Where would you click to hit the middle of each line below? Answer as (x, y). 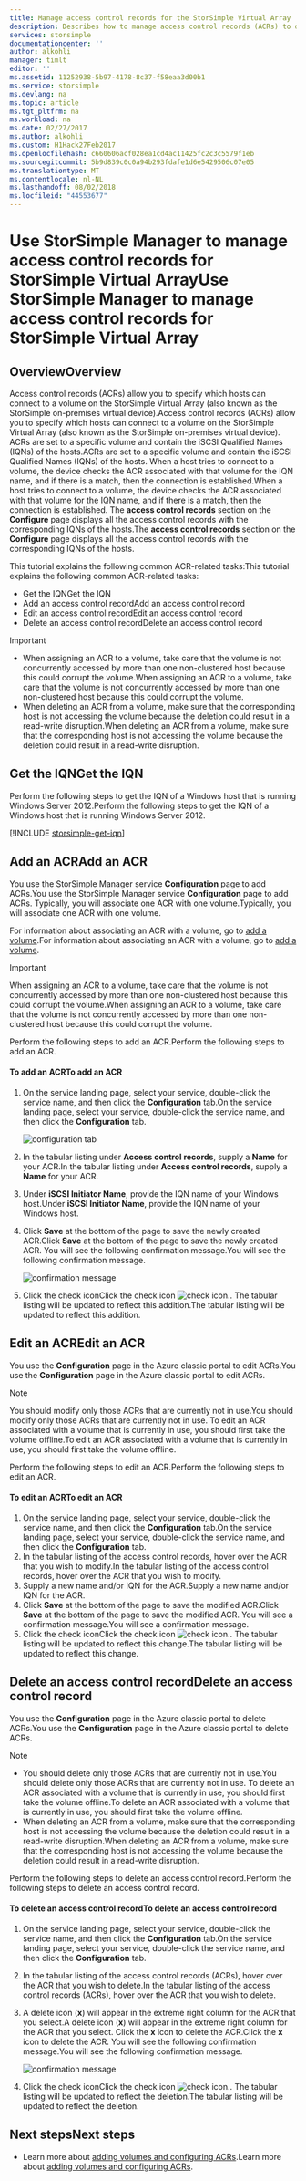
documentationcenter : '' (56, 43)
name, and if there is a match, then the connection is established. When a (146, 481)
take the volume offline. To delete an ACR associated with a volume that (156, 1802)
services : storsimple (51, 35)
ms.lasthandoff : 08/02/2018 (63, 188)
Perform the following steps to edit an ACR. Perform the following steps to (147, 1467)
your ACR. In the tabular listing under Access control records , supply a (155, 1166)
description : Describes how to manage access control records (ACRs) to (150, 26)
